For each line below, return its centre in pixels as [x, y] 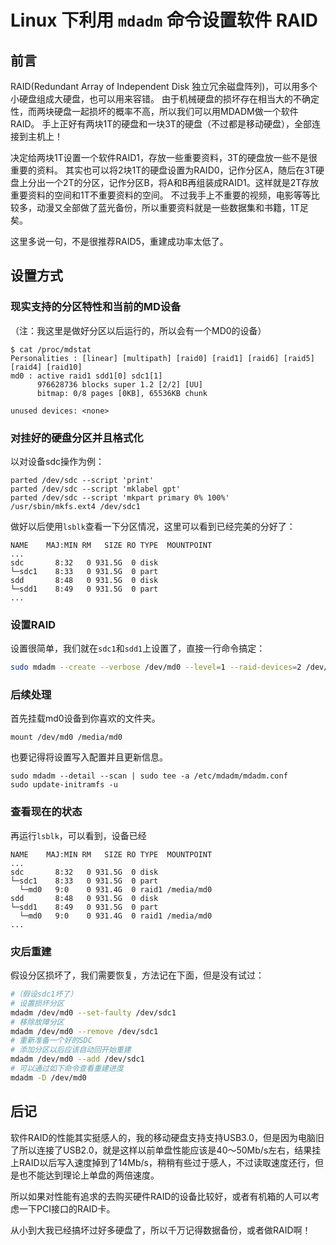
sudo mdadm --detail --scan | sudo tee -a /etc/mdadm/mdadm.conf [149, 776]
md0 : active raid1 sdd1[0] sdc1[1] [86, 376]
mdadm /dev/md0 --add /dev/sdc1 [77, 1059]
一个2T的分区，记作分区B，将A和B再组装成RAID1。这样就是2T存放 [182, 182]
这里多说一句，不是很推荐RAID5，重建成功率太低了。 [119, 241]
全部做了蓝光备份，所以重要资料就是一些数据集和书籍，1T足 [185, 207]
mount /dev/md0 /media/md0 [66, 737]
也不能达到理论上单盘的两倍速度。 [89, 1175]
